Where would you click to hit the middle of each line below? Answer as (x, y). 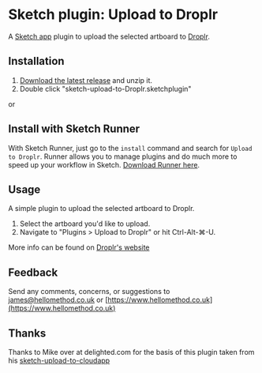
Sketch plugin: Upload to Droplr (113, 15)
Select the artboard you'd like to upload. (85, 224)
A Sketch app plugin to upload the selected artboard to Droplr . (109, 36)
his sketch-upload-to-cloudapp (59, 360)
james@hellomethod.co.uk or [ (58, 300)
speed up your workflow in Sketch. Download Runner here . (104, 164)
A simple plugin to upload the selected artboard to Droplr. (101, 209)
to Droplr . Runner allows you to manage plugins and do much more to (123, 156)
